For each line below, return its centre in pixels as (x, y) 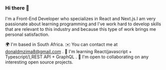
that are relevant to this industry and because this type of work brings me (81, 29)
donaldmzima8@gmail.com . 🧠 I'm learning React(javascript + (69, 52)
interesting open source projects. (39, 62)
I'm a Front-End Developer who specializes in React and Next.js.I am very (81, 19)
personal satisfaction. (27, 35)
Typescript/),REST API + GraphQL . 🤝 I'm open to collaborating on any (77, 57)
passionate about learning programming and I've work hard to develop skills (83, 24)
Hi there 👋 (17, 8)
